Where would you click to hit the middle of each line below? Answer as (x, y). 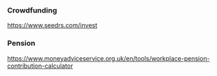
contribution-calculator (40, 66)
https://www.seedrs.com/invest (52, 26)
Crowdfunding (32, 10)
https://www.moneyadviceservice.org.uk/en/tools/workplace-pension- (108, 58)
